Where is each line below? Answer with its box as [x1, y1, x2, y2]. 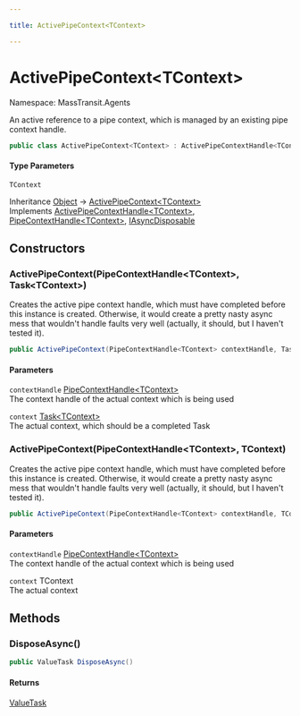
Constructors [9, 241, 86, 256]
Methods [9, 610, 61, 626]
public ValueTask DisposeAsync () [9, 658, 134, 667]
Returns [9, 677, 40, 687]
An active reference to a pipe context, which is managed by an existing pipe [9, 114, 288, 125]
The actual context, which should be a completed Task [9, 421, 211, 431]
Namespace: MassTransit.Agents [9, 97, 131, 107]
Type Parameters [9, 160, 75, 171]
